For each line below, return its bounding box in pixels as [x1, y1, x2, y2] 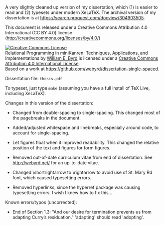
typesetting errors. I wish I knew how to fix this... [12, 190, 113, 196]
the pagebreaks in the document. [12, 115, 81, 121]
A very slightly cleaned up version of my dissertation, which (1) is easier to [5, 4, 158, 10]
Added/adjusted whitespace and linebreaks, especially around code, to [12, 124, 159, 130]
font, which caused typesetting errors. [12, 175, 91, 181]
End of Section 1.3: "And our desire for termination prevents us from [12, 209, 152, 215]
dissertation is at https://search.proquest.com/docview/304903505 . [5, 15, 145, 20]
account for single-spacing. [12, 130, 70, 136]
